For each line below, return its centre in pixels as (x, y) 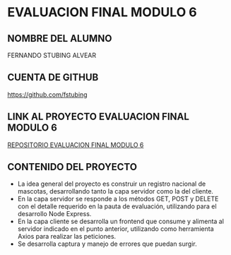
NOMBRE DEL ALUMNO (60, 38)
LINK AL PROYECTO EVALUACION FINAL (98, 117)
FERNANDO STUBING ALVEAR (52, 55)
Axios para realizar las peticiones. (67, 237)
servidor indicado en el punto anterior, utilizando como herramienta (115, 229)
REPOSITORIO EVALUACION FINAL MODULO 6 (76, 145)
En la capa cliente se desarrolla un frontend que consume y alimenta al (121, 221)
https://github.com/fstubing (47, 94)
